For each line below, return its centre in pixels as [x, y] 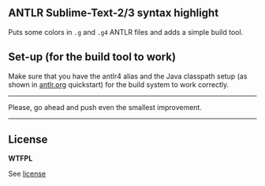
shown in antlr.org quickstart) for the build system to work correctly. [119, 84]
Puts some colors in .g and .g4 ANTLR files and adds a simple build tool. [126, 32]
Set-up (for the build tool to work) [92, 57]
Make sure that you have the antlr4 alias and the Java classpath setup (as [128, 76]
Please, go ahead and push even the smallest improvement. [105, 107]
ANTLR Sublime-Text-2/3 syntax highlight [114, 13]
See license [27, 174]
